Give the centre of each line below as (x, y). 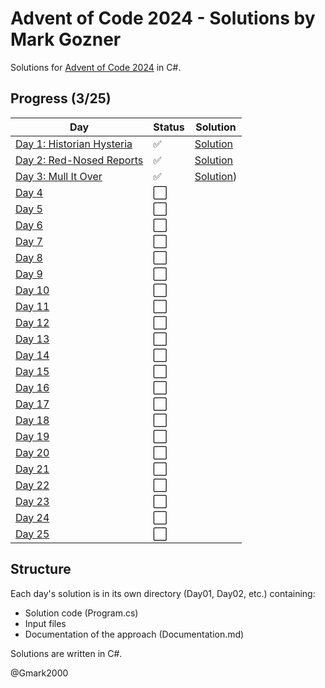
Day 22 (32, 485)
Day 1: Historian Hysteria (74, 144)
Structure (41, 569)
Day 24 (32, 517)
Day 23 (32, 501)
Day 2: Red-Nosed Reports (79, 160)
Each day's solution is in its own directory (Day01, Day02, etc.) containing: (163, 593)
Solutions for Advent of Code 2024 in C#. (96, 67)
